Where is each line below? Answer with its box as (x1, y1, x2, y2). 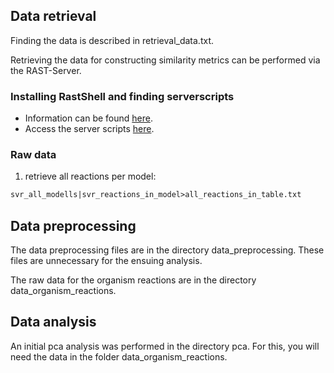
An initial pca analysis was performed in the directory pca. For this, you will (10, 340, 320, 352)
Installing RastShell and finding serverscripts (10, 89, 235, 103)
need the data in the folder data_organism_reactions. (10, 350, 228, 363)
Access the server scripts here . (24, 123, 155, 135)
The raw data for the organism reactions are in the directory (10, 274, 257, 286)
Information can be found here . (24, 112, 153, 124)
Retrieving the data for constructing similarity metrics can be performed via (10, 54, 321, 66)
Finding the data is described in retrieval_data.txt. (10, 34, 214, 46)
